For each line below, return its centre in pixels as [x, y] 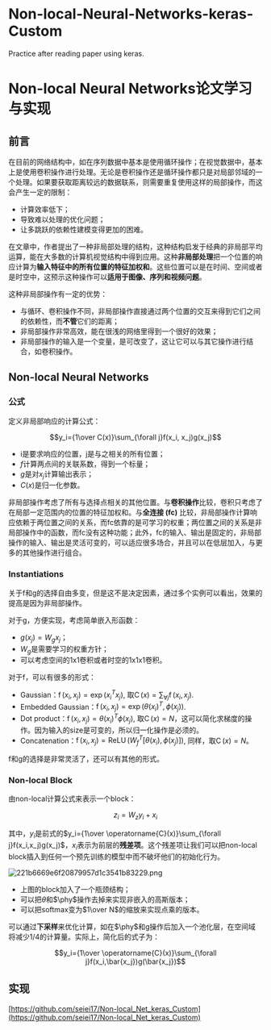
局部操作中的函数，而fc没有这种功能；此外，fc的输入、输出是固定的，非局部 [135, 532]
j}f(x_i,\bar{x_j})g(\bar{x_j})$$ [135, 961]
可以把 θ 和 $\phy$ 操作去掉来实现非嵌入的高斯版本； [105, 899]
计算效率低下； [45, 209]
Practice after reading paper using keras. [76, 53]
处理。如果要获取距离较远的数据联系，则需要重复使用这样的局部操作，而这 [139, 181]
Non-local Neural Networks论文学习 [130, 89]
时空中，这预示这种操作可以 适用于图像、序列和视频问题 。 [110, 277]
